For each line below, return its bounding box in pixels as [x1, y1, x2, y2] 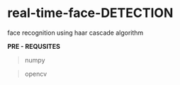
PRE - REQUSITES [7, 42, 60, 50]
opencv [24, 69, 47, 78]
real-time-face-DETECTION [7, 5, 174, 21]
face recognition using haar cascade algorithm [7, 28, 144, 37]
